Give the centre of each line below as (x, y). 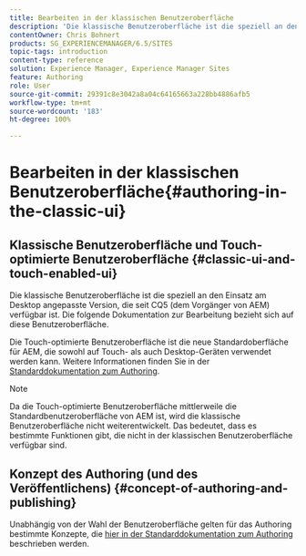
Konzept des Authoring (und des (104, 474)
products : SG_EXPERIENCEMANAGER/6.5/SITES (91, 43)
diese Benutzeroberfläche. (59, 324)
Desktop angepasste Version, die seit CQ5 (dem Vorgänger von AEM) (140, 305)
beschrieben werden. (49, 543)
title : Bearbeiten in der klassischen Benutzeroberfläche (122, 18)
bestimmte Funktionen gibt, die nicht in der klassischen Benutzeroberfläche (151, 436)
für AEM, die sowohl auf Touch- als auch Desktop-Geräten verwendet (140, 352)
